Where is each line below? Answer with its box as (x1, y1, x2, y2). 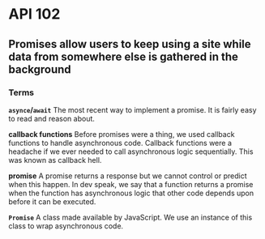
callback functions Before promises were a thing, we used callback (8, 129, 235, 139)
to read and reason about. (8, 113, 96, 123)
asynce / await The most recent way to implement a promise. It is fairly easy (8, 105, 257, 114)
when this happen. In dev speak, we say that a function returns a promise (8, 179, 254, 189)
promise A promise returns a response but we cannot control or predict (8, 171, 247, 181)
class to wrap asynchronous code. (8, 220, 124, 231)
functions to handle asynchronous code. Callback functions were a (8, 138, 233, 147)
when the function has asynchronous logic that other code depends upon (8, 188, 254, 198)
